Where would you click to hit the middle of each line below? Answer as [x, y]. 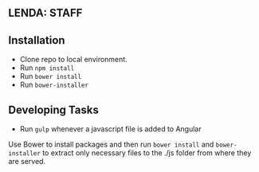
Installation [37, 40]
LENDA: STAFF [45, 13]
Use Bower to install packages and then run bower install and [111, 145]
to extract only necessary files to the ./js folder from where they [147, 153]
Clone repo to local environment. [73, 60]
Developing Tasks [54, 109]
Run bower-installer [54, 85]
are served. [27, 162]
